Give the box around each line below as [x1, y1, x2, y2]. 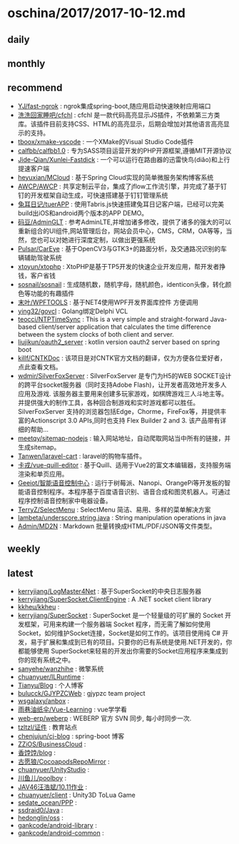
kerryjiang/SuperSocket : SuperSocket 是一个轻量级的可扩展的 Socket [17, 611, 223, 619]
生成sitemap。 [17, 442, 61, 451]
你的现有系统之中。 [17, 655, 75, 664]
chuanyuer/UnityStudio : [17, 765, 90, 773]
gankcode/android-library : [17, 820, 98, 829]
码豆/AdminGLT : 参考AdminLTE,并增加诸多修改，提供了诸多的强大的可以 [17, 218, 232, 226]
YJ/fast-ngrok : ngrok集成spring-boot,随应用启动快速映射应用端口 [17, 101, 211, 110]
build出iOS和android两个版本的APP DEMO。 [17, 208, 148, 217]
